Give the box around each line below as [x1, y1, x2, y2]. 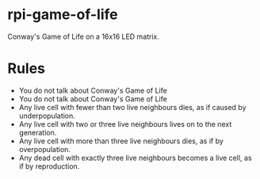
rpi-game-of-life [7, 6, 118, 24]
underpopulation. [18, 111, 76, 120]
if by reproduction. [18, 161, 80, 171]
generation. [18, 128, 57, 137]
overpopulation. [18, 144, 71, 154]
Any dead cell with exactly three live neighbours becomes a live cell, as [18, 153, 252, 162]
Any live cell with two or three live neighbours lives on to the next [18, 119, 232, 128]
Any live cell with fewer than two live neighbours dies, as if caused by [18, 102, 247, 112]
